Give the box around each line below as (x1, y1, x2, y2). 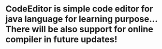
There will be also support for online (5, 24, 154, 35)
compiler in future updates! (5, 34, 118, 45)
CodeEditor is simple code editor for (5, 3, 153, 14)
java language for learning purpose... (5, 13, 158, 24)
